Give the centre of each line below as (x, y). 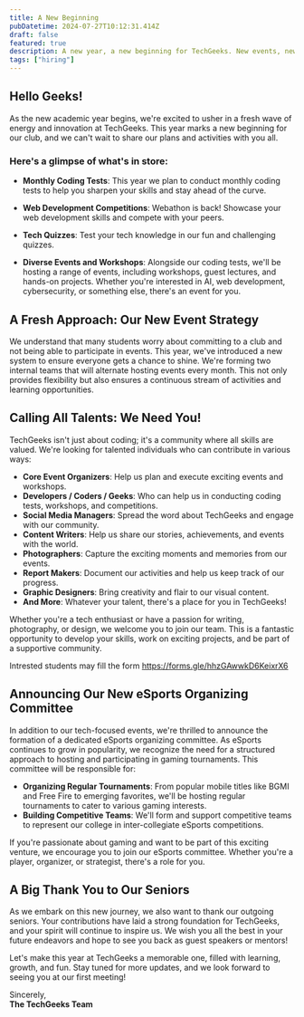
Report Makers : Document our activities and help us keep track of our (153, 572)
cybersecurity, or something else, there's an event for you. (132, 292)
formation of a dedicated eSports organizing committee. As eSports (136, 740)
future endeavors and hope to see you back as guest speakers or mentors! (149, 940)
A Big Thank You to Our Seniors (100, 890)
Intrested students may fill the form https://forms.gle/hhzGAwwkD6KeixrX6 (149, 666)
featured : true (38, 43)
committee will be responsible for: (72, 768)
